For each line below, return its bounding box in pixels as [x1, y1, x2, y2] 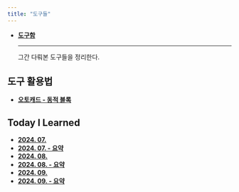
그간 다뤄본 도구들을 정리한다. [17, 53, 100, 61]
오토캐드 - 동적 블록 [17, 95, 72, 104]
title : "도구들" [7, 10, 51, 18]
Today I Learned [7, 117, 80, 129]
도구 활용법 [7, 75, 53, 87]
